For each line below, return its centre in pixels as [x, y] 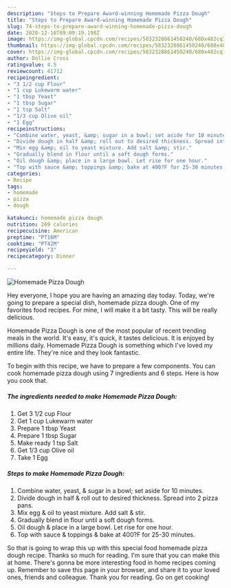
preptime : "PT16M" [33, 237]
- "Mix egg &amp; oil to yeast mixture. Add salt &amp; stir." [100, 148]
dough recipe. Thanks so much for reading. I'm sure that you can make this [113, 555]
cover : [16, 52]
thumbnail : [23, 45]
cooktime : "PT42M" [33, 244]
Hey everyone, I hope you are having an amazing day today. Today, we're [111, 295]
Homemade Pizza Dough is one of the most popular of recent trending [107, 330]
